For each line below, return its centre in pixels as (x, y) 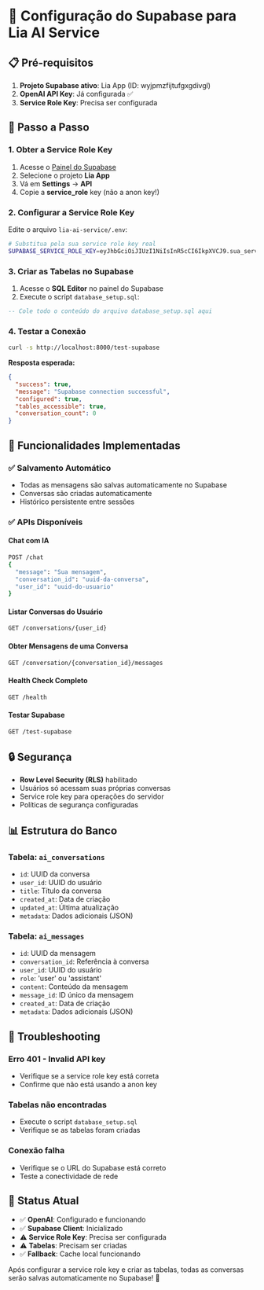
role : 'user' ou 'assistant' (60, 979)
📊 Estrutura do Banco (63, 831)
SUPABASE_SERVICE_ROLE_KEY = (54, 251)
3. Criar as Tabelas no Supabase (71, 271)
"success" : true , (44, 384)
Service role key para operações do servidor (92, 796)
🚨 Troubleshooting (54, 1036)
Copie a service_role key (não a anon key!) (89, 192)
